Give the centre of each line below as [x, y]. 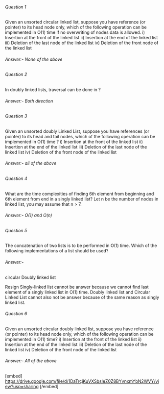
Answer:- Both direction [29, 101]
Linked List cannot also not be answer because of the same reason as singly [82, 297]
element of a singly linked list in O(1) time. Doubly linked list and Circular [78, 292]
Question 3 [16, 116]
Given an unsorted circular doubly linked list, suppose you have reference [80, 329]
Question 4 [16, 178]
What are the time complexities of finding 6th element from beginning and [80, 194]
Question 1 [16, 7]
